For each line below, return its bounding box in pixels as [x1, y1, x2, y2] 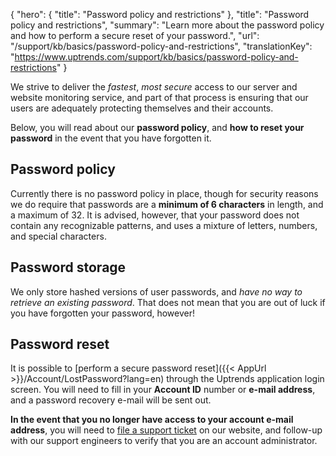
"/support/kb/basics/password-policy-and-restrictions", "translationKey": [10, 40, 313, 52]
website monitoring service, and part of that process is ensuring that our [10, 92, 309, 103]
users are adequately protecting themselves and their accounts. [10, 102, 274, 114]
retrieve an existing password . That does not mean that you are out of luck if [10, 296, 326, 308]
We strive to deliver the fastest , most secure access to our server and [10, 81, 298, 93]
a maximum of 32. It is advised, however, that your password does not [10, 209, 300, 221]
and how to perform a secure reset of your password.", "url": [10, 30, 260, 41]
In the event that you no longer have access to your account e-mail [10, 414, 294, 426]
